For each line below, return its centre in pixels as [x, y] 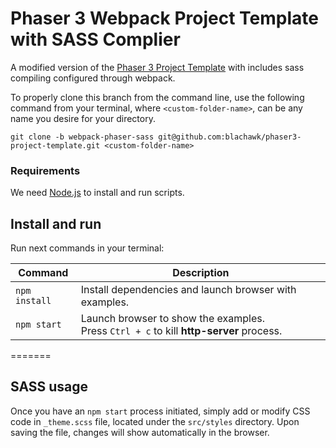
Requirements [45, 170]
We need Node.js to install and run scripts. [97, 193]
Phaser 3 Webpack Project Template [164, 18]
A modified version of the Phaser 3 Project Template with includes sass [157, 67]
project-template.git [55, 145]
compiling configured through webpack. [93, 78]
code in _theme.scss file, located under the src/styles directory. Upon [155, 421]
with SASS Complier [95, 39]
